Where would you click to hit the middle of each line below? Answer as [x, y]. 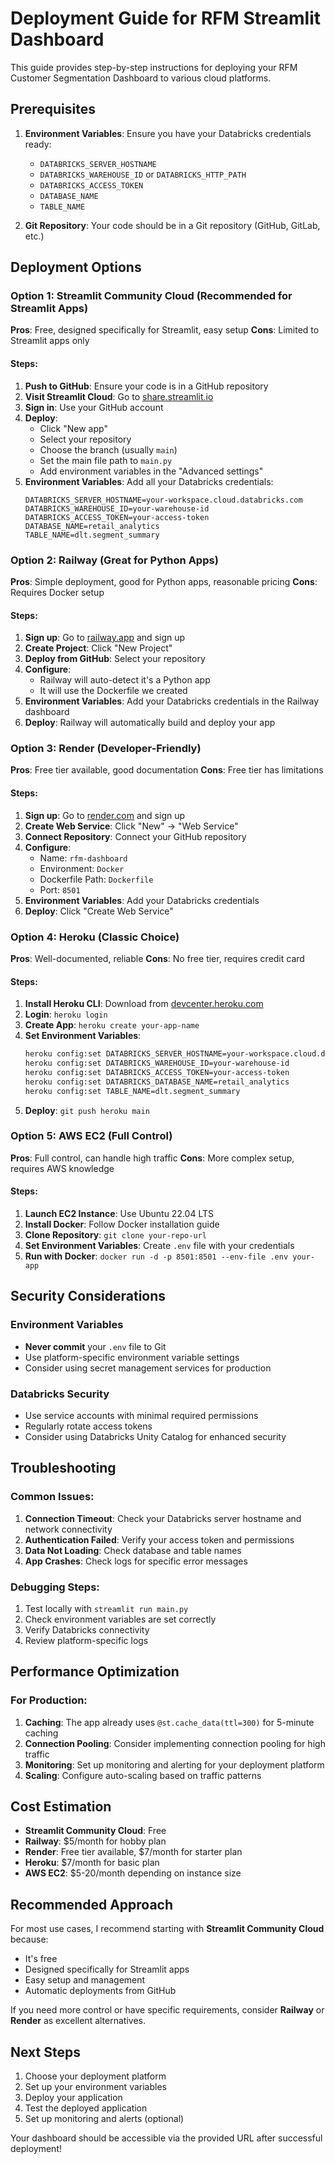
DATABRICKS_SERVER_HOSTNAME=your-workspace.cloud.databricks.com [163, 500]
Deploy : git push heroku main [87, 1110]
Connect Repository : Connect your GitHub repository [135, 836]
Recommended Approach [92, 1904]
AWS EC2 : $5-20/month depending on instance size [133, 1873]
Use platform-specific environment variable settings [132, 1357]
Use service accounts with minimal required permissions [141, 1415]
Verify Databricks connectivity [87, 1629]
